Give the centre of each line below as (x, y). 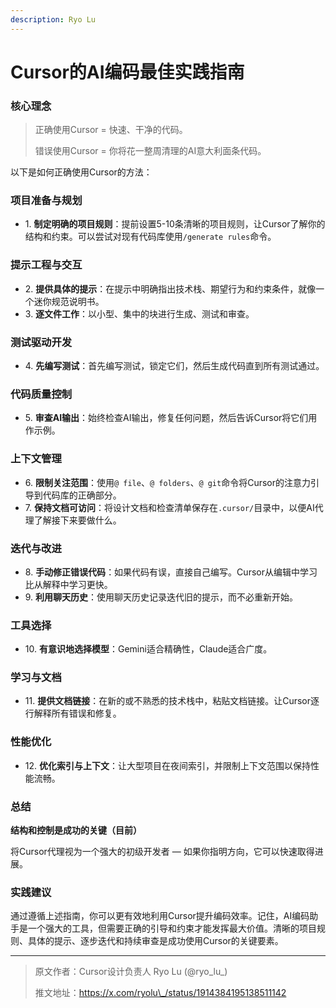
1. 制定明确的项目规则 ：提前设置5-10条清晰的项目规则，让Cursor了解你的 (175, 224)
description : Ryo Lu (53, 19)
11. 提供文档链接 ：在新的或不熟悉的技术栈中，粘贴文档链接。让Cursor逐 (172, 701)
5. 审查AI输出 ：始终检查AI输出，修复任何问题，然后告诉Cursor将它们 (166, 418)
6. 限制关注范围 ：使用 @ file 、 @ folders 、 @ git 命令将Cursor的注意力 (168, 482)
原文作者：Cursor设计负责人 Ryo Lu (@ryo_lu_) (131, 972)
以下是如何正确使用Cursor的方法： (81, 172)
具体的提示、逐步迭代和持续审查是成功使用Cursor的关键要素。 (155, 941)
